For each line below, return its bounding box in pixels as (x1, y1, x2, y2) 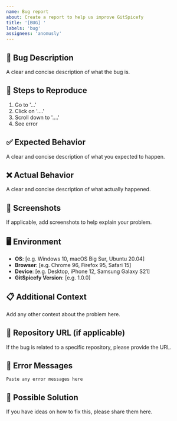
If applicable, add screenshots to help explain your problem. (6, 218, 152, 226)
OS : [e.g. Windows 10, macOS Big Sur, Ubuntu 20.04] (14, 255, 145, 262)
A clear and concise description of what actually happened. (6, 186, 151, 193)
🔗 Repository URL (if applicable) (6, 328, 126, 338)
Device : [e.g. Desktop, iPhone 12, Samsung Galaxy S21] (14, 268, 150, 275)
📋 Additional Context (6, 292, 87, 302)
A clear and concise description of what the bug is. (6, 68, 130, 75)
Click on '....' (14, 107, 45, 114)
